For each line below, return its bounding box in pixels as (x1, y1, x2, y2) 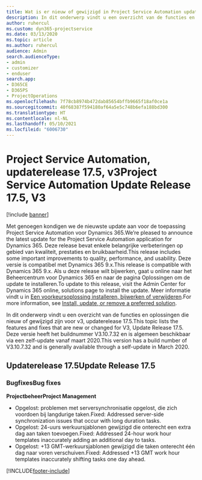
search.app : (6, 76, 36, 82)
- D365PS (6, 87, 28, 93)
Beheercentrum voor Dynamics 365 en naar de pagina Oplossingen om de (6, 274, 191, 281)
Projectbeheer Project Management (6, 393, 97, 400)
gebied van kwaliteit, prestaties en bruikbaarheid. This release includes (6, 248, 181, 255)
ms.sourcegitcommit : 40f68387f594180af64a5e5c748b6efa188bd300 (6, 104, 168, 110)
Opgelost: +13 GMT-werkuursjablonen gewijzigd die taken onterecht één (14, 443, 195, 450)
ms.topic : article (6, 37, 52, 43)
